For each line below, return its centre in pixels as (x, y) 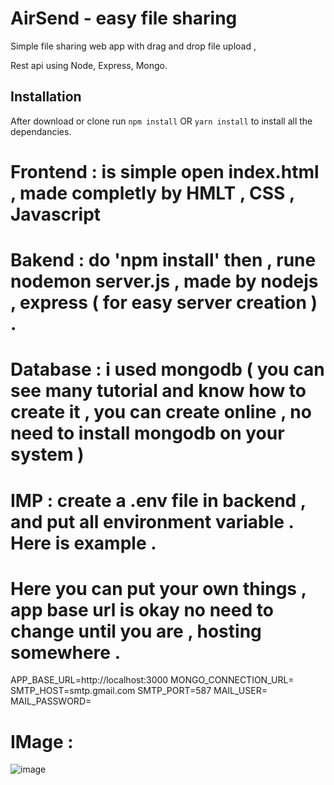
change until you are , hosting (136, 631)
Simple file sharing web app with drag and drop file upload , (133, 46)
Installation (46, 97)
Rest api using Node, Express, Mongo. (89, 65)
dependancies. (41, 131)
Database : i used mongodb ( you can (167, 369)
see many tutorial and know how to (158, 391)
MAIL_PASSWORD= (51, 701)
